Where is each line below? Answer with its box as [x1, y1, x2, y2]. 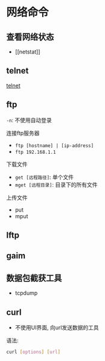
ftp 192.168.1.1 [14, 149, 56, 155]
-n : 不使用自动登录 [6, 116, 52, 123]
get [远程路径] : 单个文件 [14, 173, 74, 180]
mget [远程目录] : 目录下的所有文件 [14, 180, 98, 188]
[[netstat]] [14, 48, 40, 55]
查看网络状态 [6, 32, 54, 42]
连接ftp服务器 [6, 129, 40, 137]
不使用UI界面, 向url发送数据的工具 [14, 324, 100, 331]
